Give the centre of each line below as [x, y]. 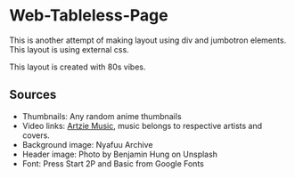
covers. [36, 135]
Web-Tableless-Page [89, 16]
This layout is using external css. [69, 49]
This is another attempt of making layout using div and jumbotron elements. [148, 40]
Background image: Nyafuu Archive [87, 144]
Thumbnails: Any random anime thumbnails [102, 116]
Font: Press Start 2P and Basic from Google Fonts [113, 163]
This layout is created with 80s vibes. [78, 67]
